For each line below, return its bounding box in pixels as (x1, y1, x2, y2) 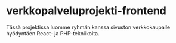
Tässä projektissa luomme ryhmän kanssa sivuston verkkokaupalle (6, 24, 171, 31)
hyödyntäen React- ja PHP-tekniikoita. (6, 29, 100, 37)
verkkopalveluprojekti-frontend (6, 4, 167, 18)
